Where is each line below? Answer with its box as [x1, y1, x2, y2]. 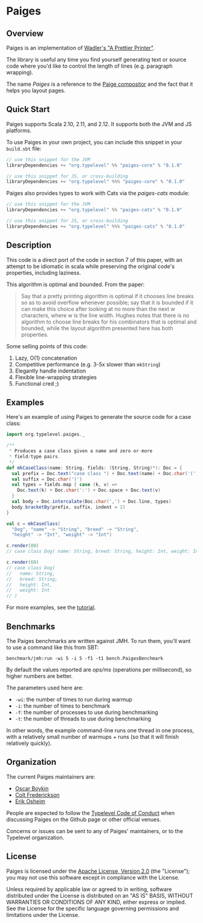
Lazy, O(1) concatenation [14, 354, 77, 362]
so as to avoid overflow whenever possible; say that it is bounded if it [21, 299, 193, 306]
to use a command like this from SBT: [6, 644, 99, 651]
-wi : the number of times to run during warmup [14, 696, 133, 703]
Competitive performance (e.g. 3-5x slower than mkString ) [14, 360, 161, 368]
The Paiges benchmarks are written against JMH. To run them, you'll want [6, 637, 191, 644]
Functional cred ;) [14, 380, 59, 387]
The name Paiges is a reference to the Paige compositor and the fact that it [6, 80, 193, 88]
